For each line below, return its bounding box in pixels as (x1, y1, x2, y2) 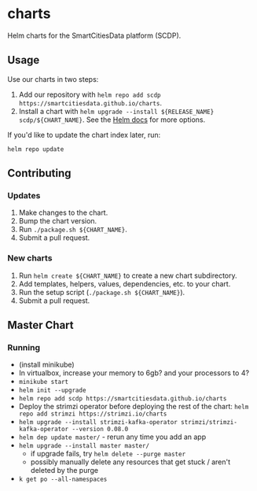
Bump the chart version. (18, 216, 97, 226)
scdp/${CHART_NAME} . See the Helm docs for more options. (18, 115, 206, 124)
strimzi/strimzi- (181, 419, 237, 426)
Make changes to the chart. (18, 208, 108, 217)
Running (7, 342, 41, 353)
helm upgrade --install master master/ (18, 442, 150, 450)
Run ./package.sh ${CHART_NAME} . (18, 225, 127, 234)
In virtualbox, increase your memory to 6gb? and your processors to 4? (18, 368, 249, 378)
